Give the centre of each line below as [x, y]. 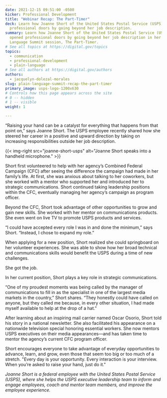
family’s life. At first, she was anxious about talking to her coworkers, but [80, 176]
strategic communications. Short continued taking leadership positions [78, 187]
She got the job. [22, 268]
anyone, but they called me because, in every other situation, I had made [80, 303]
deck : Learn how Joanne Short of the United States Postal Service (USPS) [84, 24]
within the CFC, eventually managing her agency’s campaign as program [80, 192]
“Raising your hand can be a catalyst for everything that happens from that [82, 125]
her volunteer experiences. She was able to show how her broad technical [81, 248]
